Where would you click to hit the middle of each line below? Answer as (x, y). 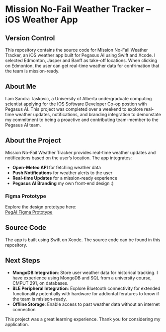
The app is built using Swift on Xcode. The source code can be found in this (83, 240)
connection (24, 309)
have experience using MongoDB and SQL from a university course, (82, 278)
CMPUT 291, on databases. (40, 283)
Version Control (30, 38)
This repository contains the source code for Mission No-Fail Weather (77, 50)
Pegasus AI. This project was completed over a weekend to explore (74, 109)
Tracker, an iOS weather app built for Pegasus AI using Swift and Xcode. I (80, 55)
